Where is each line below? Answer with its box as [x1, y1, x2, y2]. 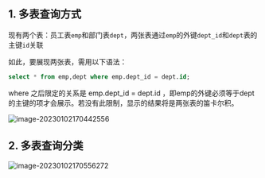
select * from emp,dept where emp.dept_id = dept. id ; [8, 72, 191, 81]
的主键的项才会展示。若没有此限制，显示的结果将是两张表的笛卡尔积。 [8, 98, 239, 107]
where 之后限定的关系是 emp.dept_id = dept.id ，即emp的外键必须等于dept [8, 88, 255, 98]
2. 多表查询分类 [8, 139, 84, 153]
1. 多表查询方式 [8, 7, 82, 21]
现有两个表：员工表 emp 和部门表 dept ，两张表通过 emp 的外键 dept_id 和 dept [8, 30, 244, 40]
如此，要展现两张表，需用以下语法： [8, 56, 127, 66]
